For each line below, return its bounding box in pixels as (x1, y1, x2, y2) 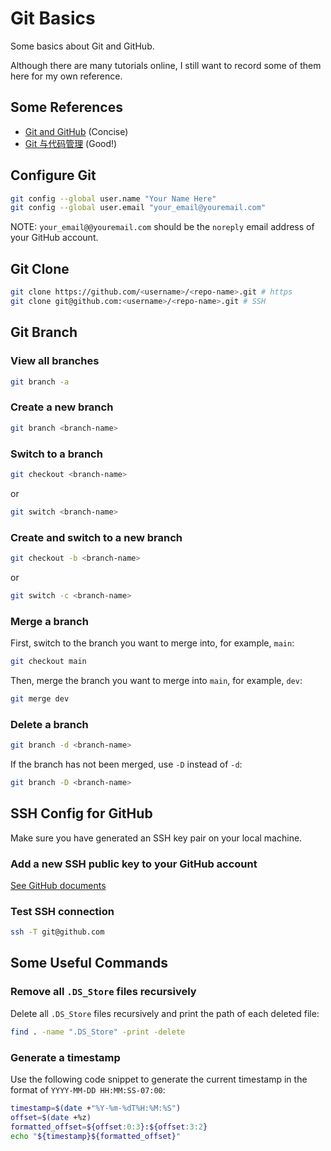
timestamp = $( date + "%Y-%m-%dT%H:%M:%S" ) (10, 1103, 182, 1113)
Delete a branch (10, 717, 89, 731)
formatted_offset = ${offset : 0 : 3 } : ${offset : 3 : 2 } (10, 1122, 208, 1132)
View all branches (10, 354, 100, 368)
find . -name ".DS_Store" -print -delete (10, 1027, 186, 1037)
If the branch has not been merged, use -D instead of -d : (10, 758, 243, 770)
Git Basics (10, 7, 96, 30)
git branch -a (10, 377, 70, 387)
